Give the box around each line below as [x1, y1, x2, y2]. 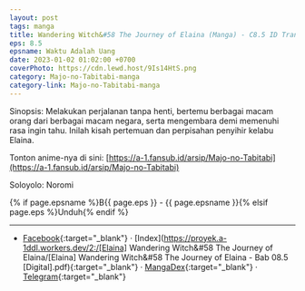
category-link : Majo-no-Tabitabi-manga [9, 81, 161, 90]
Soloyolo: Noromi [9, 179, 74, 190]
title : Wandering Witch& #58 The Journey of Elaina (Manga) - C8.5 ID [9, 30, 279, 39]
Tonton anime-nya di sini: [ [9, 151, 110, 163]
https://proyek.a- [162, 232, 227, 243]
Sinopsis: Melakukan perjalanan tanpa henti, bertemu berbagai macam [9, 105, 274, 116]
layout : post [9, 13, 59, 23]
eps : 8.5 [9, 38, 43, 48]
